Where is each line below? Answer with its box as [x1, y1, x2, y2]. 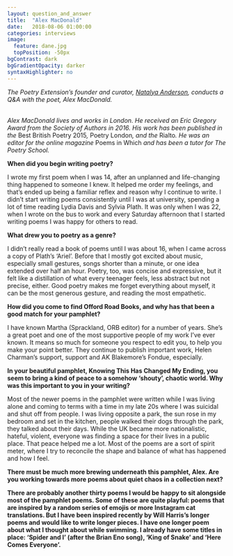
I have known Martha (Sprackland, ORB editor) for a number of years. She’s [7, 323, 223, 331]
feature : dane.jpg [13, 43, 67, 50]
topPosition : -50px [13, 50, 70, 57]
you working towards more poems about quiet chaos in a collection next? [7, 475, 224, 483]
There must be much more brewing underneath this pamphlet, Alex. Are [7, 467, 219, 476]
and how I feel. [7, 454, 50, 463]
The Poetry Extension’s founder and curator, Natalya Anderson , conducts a [7, 88, 224, 96]
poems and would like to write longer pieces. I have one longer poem [7, 518, 210, 527]
